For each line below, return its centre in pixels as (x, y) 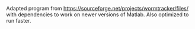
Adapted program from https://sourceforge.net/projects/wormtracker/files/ (97, 8)
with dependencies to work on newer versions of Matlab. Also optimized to (97, 14)
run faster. (19, 21)
